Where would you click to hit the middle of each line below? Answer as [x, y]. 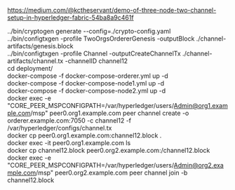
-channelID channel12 [96, 61]
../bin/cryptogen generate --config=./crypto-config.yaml [89, 31]
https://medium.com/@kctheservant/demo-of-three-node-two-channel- [112, 10]
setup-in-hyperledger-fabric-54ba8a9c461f [71, 18]
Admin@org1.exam [201, 106]
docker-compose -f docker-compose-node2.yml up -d [87, 91]
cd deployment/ [30, 68]
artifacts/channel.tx [35, 61]
